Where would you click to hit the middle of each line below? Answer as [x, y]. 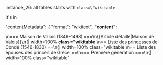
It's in [11, 17]
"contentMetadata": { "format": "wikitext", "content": [61, 27]
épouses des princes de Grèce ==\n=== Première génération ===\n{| [78, 53]
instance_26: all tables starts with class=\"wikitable [61, 7]
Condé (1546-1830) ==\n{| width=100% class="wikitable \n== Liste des [81, 47]
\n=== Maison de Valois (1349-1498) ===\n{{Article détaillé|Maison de [80, 37]
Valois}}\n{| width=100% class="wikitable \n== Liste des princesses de [81, 42]
